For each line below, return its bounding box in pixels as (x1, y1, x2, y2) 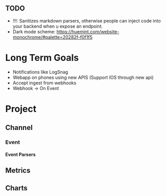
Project (5, 103, 37, 115)
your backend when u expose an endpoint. (12, 23, 103, 29)
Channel (5, 123, 33, 132)
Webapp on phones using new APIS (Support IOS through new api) (12, 74, 154, 80)
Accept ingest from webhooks (12, 79, 77, 86)
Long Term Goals (5, 52, 79, 63)
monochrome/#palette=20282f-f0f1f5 (12, 34, 93, 40)
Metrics (5, 166, 31, 175)
